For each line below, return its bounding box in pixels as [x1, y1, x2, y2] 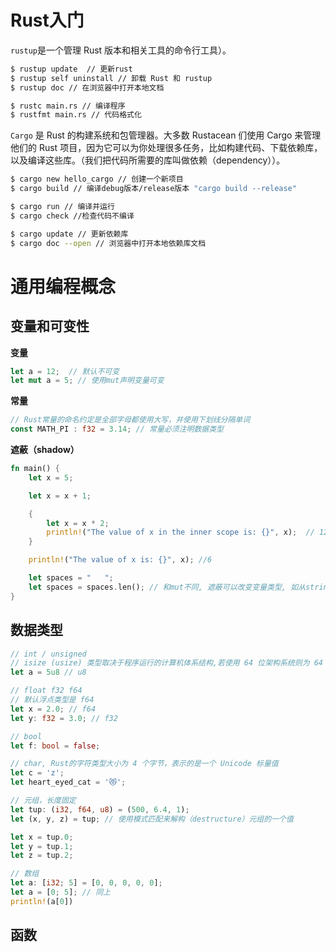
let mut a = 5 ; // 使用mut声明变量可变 [10, 376, 165, 386]
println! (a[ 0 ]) [10, 896, 74, 906]
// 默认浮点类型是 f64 [10, 695, 95, 705]
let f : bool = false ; [10, 741, 101, 751]
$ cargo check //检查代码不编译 [10, 211, 135, 221]
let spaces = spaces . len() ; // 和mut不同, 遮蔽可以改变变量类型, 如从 [28, 582, 306, 592]
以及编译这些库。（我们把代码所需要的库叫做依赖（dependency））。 [10, 154, 286, 166]
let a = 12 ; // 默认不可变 [10, 366, 120, 376]
